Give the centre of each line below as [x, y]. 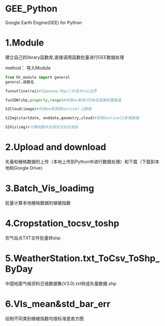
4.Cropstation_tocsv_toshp [62, 223]
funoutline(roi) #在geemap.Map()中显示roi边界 [51, 91]
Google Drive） [29, 167]
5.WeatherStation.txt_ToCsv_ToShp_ [82, 258]
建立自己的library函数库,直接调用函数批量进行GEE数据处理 [65, 57]
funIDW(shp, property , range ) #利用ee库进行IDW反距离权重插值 [63, 100]
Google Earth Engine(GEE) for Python [44, 22]
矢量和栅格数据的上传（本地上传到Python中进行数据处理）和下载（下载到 [80, 161]
